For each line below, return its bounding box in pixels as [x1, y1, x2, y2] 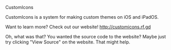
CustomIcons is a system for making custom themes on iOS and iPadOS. [5, 14, 159, 20]
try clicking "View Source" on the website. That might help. [5, 39, 130, 45]
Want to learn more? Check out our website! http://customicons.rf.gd [5, 24, 151, 30]
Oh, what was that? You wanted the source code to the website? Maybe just [5, 34, 166, 39]
